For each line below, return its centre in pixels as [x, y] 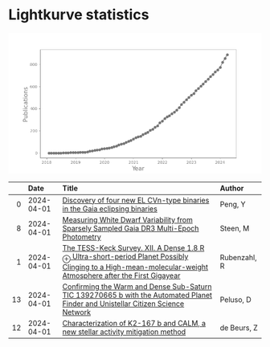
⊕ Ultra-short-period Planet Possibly [125, 257]
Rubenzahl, [238, 258]
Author [232, 188]
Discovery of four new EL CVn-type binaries [136, 200]
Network [76, 312]
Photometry [82, 237]
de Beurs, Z [239, 328]
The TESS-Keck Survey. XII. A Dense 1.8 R [133, 248]
